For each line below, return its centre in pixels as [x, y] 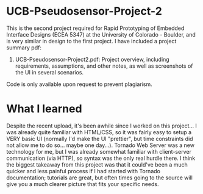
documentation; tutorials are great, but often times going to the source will [100, 178]
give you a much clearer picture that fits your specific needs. [83, 184]
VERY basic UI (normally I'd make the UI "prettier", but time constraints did [100, 138]
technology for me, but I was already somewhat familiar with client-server [99, 151]
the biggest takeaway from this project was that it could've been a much [97, 164]
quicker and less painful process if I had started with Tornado [83, 171]
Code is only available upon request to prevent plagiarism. [79, 84]
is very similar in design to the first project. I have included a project [91, 41]
